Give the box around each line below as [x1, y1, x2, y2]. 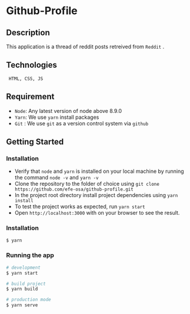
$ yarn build [6, 286, 38, 292]
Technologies [6, 60, 58, 70]
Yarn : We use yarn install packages [14, 113, 99, 121]
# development [6, 265, 41, 270]
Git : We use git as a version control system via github [14, 119, 149, 127]
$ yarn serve [6, 302, 38, 308]
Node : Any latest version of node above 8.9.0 [14, 107, 122, 114]
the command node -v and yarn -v [14, 174, 99, 181]
